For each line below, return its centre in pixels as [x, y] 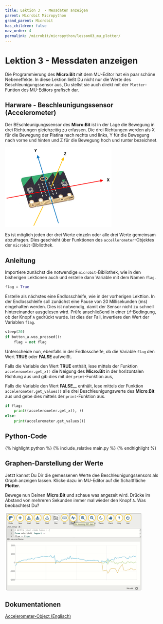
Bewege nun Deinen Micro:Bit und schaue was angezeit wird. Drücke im [78, 495]
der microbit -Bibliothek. [29, 245]
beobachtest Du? [22, 505]
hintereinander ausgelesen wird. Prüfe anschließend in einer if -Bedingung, [81, 312]
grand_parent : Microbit [29, 20]
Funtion [13, 90]
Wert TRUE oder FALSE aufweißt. [38, 357]
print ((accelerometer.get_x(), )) [49, 411]
